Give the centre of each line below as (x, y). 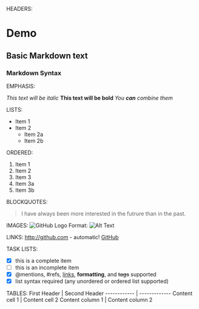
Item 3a (25, 183)
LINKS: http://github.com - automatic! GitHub (62, 237)
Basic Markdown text (47, 56)
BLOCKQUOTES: (27, 202)
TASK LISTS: (22, 249)
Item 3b (25, 190)
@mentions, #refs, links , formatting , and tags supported (86, 274)
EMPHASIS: (21, 86)
